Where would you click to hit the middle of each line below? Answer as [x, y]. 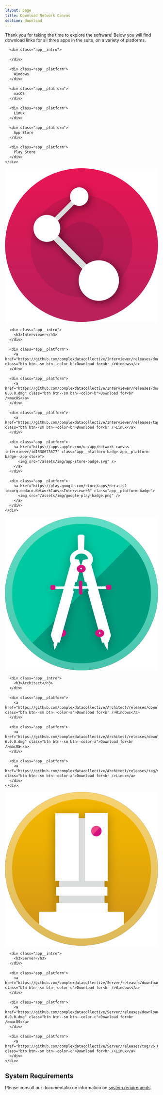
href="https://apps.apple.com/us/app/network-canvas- [76, 447]
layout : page [18, 10]
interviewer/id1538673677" [32, 452]
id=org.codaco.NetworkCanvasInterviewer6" [49, 491]
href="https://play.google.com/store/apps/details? [73, 486]
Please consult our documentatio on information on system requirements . [78, 1088]
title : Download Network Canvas [38, 15]
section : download [24, 20]
